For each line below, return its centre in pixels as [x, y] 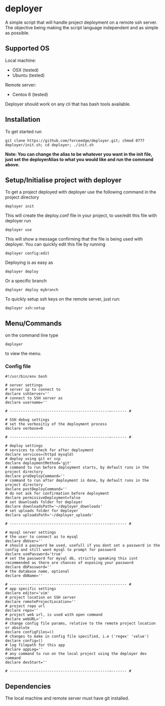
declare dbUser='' [24, 541]
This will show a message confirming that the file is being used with [74, 239]
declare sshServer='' [27, 394]
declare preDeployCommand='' [35, 476]
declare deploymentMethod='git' [38, 463]
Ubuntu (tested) [28, 75]
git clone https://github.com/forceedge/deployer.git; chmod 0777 [75, 141]
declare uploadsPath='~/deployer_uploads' [49, 515]
